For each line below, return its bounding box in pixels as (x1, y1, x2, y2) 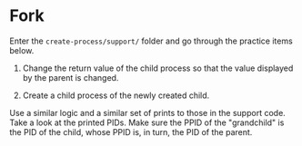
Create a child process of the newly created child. (22, 90, 210, 101)
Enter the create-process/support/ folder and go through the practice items (9, 35, 293, 46)
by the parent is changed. (22, 72, 119, 83)
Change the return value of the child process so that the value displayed (22, 63, 294, 73)
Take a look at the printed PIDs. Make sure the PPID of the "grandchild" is (9, 117, 285, 128)
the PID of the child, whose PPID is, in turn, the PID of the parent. (9, 126, 253, 137)
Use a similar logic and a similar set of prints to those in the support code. (9, 107, 287, 118)
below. (9, 44, 35, 55)
